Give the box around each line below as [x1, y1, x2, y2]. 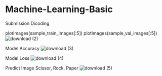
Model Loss [5, 55, 30, 61]
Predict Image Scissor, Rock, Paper [5, 65, 78, 71]
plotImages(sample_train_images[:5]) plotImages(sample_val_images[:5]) [5, 30, 157, 36]
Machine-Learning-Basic [5, 4, 113, 15]
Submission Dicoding [5, 20, 50, 26]
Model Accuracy [5, 45, 39, 51]
